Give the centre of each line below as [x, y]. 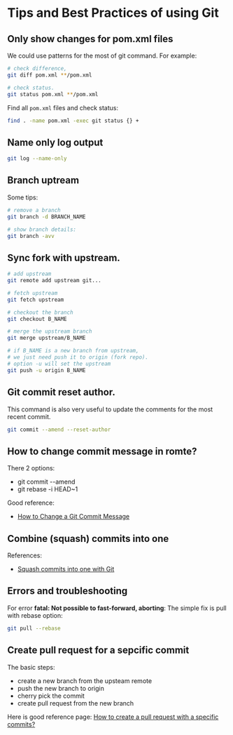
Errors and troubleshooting [68, 591]
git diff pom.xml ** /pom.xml [50, 75]
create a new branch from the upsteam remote [85, 681]
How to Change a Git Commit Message [73, 517]
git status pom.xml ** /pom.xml [53, 94]
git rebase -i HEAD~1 [48, 489]
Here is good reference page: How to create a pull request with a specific [113, 717]
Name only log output [55, 142]
